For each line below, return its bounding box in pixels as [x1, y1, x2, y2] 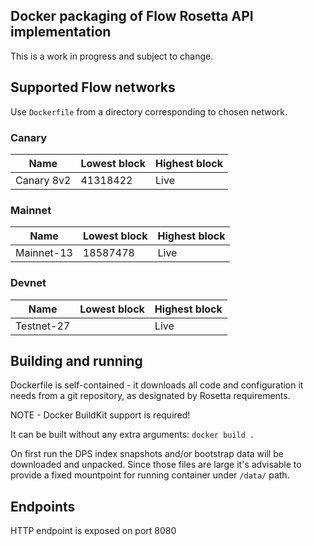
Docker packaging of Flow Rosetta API [10, 8, 254, 25]
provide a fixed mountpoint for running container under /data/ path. [10, 469, 290, 481]
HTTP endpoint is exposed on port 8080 [10, 525, 177, 537]
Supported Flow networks [10, 79, 176, 96]
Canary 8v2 [15, 173, 72, 187]
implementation [10, 24, 112, 41]
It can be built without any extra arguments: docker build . [10, 429, 255, 441]
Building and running [10, 352, 143, 369]
